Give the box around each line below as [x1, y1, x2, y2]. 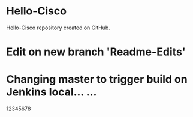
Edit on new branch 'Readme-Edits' [6, 45, 186, 59]
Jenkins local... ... [6, 85, 97, 99]
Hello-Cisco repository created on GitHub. [6, 24, 111, 31]
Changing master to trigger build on [6, 73, 188, 86]
